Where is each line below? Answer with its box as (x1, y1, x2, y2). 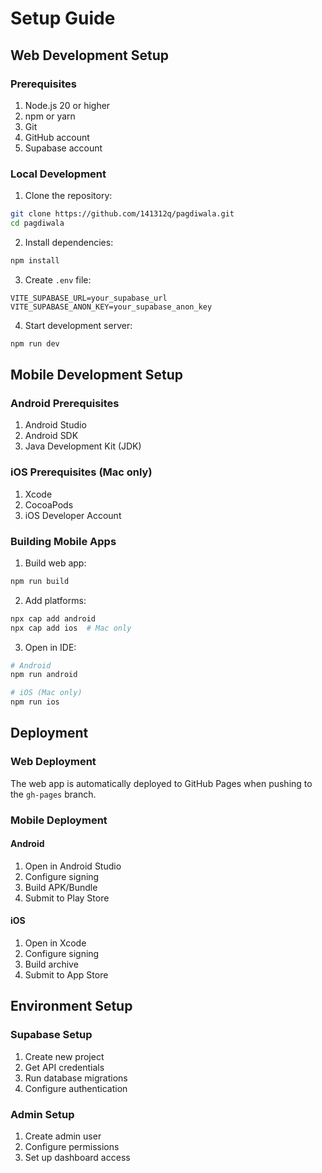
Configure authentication (24, 1082, 128, 1094)
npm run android (10, 670, 78, 680)
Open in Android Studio (24, 860, 122, 872)
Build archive (24, 958, 79, 971)
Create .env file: (24, 273, 92, 286)
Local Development (10, 167, 107, 181)
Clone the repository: (24, 190, 113, 202)
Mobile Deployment (10, 813, 108, 827)
